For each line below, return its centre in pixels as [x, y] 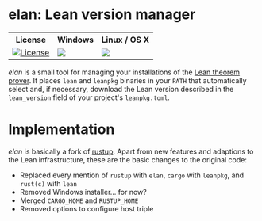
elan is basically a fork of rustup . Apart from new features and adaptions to [131, 151]
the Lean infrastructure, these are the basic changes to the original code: [128, 159]
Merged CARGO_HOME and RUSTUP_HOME [79, 200]
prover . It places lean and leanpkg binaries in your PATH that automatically [128, 80]
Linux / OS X [125, 40]
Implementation [62, 130]
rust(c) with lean [48, 183]
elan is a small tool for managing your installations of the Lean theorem [124, 72]
